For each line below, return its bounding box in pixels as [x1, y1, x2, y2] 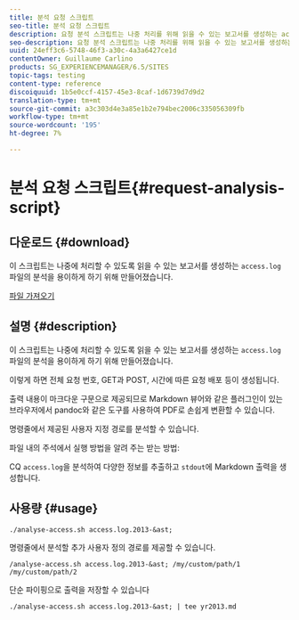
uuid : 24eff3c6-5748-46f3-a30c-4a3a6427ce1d [9, 46, 177, 55]
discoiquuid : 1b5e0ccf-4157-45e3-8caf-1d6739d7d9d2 [9, 87, 205, 96]
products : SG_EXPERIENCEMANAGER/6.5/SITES [9, 63, 169, 72]
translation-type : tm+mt [9, 95, 101, 105]
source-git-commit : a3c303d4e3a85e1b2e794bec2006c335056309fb [9, 104, 245, 113]
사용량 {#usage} [9, 501, 99, 517]
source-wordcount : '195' [9, 121, 101, 130]
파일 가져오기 [9, 290, 55, 301]
